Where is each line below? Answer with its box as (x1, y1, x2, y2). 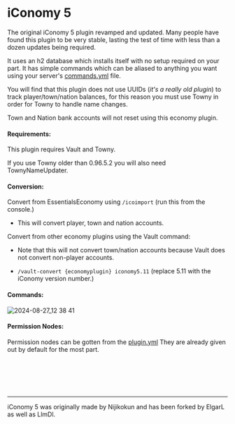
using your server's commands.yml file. (7, 71, 121, 80)
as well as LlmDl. (7, 410, 56, 418)
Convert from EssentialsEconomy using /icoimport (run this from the (7, 198, 206, 206)
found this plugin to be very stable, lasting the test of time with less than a (7, 35, 220, 43)
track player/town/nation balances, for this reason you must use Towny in (7, 93, 219, 101)
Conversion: (7, 182, 44, 191)
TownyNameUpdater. (7, 166, 69, 175)
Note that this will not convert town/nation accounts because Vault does (17, 246, 225, 254)
